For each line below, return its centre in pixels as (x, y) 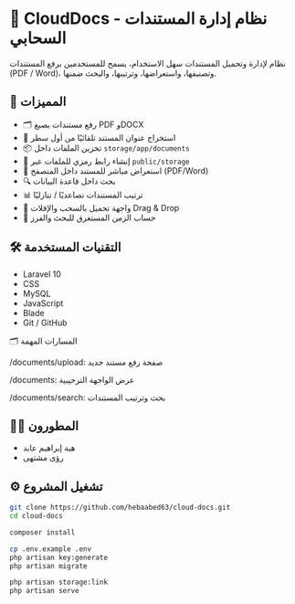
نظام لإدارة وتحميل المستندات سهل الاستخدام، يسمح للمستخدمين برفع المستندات (147, 63)
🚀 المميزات (38, 102)
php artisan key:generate (58, 557)
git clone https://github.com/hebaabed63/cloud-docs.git (120, 508)
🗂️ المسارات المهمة (43, 341)
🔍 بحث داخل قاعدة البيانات (69, 181)
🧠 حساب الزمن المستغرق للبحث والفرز (89, 217)
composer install (42, 532)
